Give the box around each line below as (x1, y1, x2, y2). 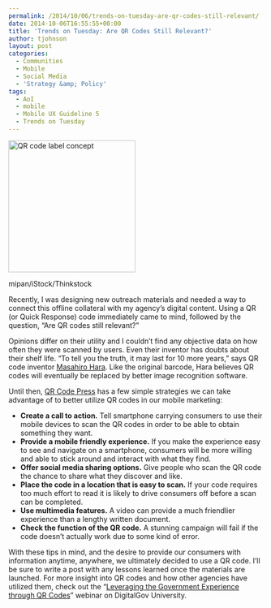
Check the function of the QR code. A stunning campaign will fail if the (19, 523, 259, 533)
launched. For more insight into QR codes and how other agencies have (8, 573, 247, 583)
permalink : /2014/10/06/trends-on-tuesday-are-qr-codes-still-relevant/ (8, 11, 260, 20)
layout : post (8, 42, 53, 50)
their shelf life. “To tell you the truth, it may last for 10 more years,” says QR (8, 353, 259, 363)
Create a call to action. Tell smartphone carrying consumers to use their (19, 411, 263, 420)
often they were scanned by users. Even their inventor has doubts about (8, 344, 250, 354)
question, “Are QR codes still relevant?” (8, 320, 140, 330)
